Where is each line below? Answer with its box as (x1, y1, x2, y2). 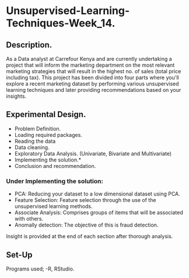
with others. (14, 215, 44, 222)
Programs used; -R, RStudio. (6, 265, 75, 272)
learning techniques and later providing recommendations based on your (6, 87, 181, 93)
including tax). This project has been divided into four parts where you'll (6, 74, 179, 81)
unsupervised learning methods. (14, 203, 93, 210)
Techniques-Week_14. (6, 16, 116, 30)
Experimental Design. (6, 109, 86, 119)
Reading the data (14, 138, 56, 145)
